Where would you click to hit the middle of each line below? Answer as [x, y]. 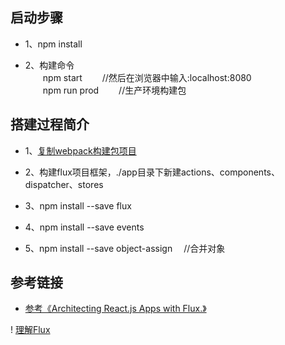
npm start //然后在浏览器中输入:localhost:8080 [147, 77]
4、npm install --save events [84, 227]
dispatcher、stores [64, 184]
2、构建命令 [49, 65]
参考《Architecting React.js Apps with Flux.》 [115, 309]
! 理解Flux [30, 330]
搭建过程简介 [50, 124]
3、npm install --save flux [78, 205]
